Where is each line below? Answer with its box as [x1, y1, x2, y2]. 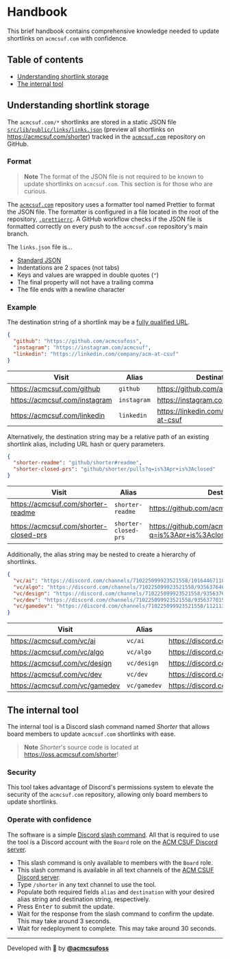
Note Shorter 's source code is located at [23, 743, 139, 751]
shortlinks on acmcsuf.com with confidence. [7, 34, 128, 42]
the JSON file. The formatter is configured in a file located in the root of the [7, 207, 219, 216]
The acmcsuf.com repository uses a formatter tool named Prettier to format [7, 200, 216, 208]
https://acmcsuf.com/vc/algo [10, 647, 104, 657]
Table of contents [7, 54, 84, 66]
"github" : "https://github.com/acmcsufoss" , [13, 338, 142, 345]
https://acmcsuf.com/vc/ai [10, 636, 96, 646]
